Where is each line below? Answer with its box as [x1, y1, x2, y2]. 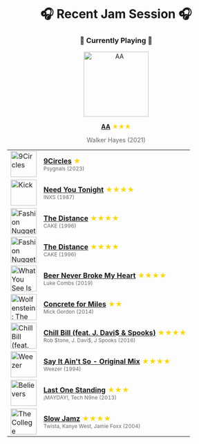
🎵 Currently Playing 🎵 [79, 36, 153, 46]
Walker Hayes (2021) [86, 136, 146, 144]
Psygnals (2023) [44, 164, 85, 172]
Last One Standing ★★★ [44, 385, 130, 395]
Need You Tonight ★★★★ [44, 185, 135, 194]
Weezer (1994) [44, 365, 82, 373]
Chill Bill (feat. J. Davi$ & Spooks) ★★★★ [44, 327, 187, 337]
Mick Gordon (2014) [44, 307, 95, 315]
